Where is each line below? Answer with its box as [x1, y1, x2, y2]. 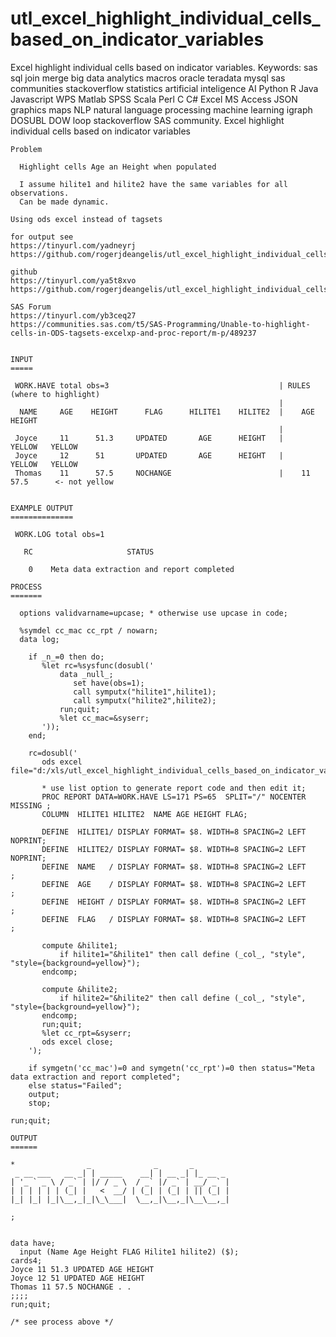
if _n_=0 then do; [28, 652, 105, 662]
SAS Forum [10, 302, 52, 312]
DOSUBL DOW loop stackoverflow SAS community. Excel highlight [10, 114, 285, 126]
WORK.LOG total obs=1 [14, 529, 105, 539]
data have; [10, 1238, 56, 1248]
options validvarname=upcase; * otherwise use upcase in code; [19, 608, 288, 618]
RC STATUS [23, 547, 155, 557]
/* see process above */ [10, 1317, 114, 1327]
